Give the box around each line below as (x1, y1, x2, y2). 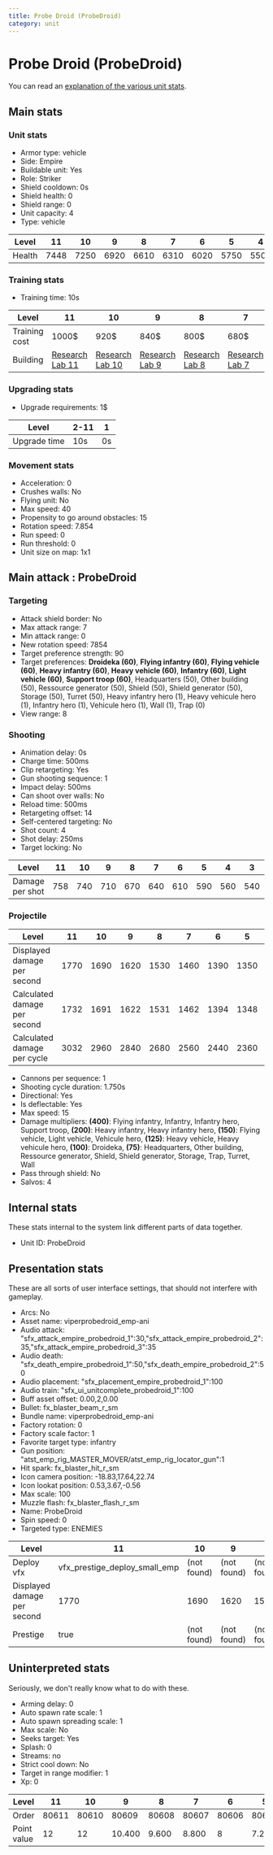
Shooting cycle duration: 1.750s (19, 1082, 126, 1092)
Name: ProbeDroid (19, 1506, 83, 1516)
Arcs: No (19, 1307, 50, 1317)
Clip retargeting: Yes (19, 765, 89, 774)
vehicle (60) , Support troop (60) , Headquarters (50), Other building (19, 674, 249, 684)
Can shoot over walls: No (19, 790, 105, 800)
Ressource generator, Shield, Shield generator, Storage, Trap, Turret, (19, 1152, 250, 1161)
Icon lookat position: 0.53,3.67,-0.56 (19, 1480, 141, 1490)
